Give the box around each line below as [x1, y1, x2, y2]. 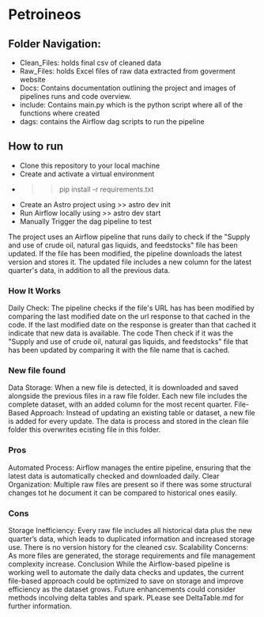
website [19, 75, 46, 84]
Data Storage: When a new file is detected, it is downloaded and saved [8, 383, 239, 392]
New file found [8, 365, 66, 377]
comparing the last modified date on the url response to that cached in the [8, 312, 251, 321]
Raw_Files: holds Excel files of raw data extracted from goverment [19, 66, 236, 76]
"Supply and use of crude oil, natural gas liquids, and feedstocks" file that [8, 337, 249, 346]
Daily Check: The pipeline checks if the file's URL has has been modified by [8, 303, 255, 313]
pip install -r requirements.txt [58, 184, 154, 194]
